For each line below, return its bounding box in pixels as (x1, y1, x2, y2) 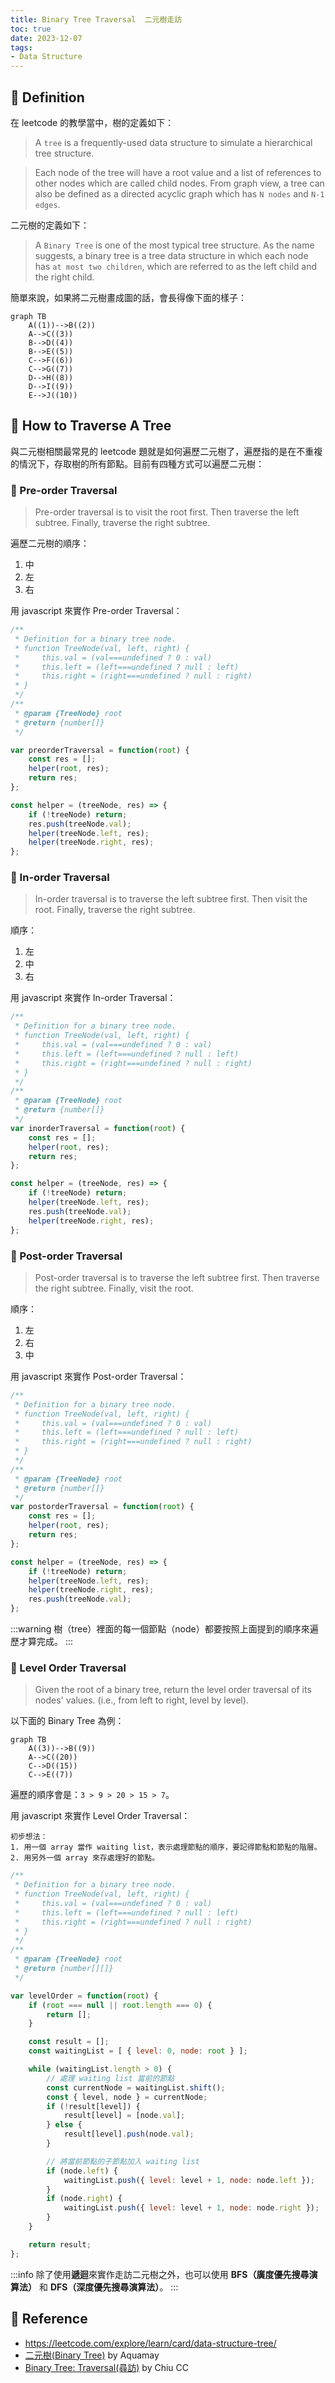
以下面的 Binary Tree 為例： (10, 1715, 125, 1727)
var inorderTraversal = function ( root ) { (10, 1123, 186, 1133)
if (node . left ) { (46, 2166, 118, 2176)
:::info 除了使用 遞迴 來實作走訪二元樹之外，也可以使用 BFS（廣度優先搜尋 (10, 2268, 310, 2280)
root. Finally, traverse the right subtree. (34, 904, 196, 916)
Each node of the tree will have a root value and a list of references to (34, 166, 322, 178)
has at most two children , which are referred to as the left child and (34, 260, 318, 272)
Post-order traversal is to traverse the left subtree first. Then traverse (34, 1271, 320, 1283)
